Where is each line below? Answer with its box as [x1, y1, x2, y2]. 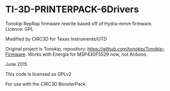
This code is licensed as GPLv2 [5, 71, 72, 77]
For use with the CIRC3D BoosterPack [5, 81, 86, 87]
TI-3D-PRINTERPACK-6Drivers [5, 4, 139, 15]
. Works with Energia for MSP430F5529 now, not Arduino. [25, 51, 148, 57]
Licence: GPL [5, 26, 34, 32]
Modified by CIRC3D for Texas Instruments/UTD [5, 36, 107, 42]
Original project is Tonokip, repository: [5, 45, 86, 52]
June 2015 [5, 61, 28, 67]
